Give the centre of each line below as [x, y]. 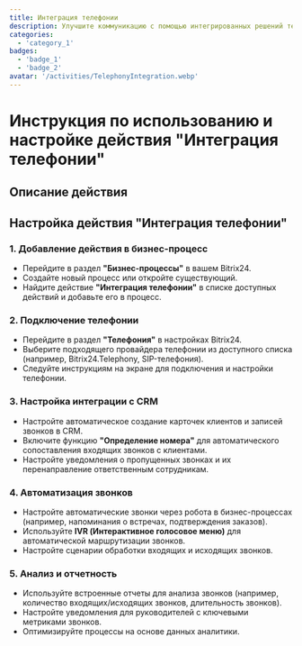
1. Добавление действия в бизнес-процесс [109, 249]
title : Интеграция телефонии [64, 18]
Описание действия [69, 192]
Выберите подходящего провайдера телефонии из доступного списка [157, 350]
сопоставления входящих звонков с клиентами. [115, 450]
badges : [24, 51]
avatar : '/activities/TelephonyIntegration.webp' [104, 77]
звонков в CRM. [53, 431]
